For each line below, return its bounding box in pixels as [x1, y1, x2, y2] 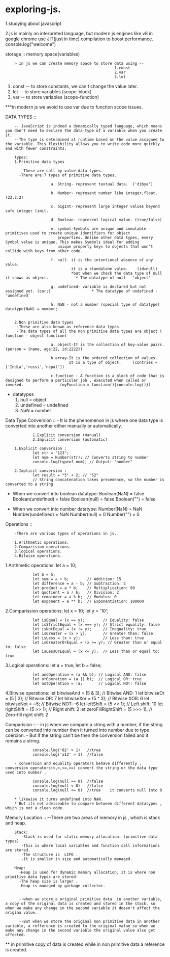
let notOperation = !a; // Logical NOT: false [32, 681, 146, 686]
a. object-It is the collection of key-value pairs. [50, 342, 165, 347]
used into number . [5, 769, 47, 775]
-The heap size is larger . [18, 879, 79, 884]
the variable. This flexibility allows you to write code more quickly [5, 141, 160, 146]
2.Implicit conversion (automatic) [32, 437, 108, 442]
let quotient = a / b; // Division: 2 [32, 590, 119, 595]
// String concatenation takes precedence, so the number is [32, 477, 165, 482]
